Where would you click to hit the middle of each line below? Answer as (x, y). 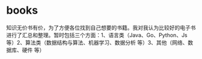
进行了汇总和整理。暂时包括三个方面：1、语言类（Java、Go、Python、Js (97, 35)
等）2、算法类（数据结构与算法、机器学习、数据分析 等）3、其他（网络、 (97, 42)
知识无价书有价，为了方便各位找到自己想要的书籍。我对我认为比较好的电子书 (101, 27)
